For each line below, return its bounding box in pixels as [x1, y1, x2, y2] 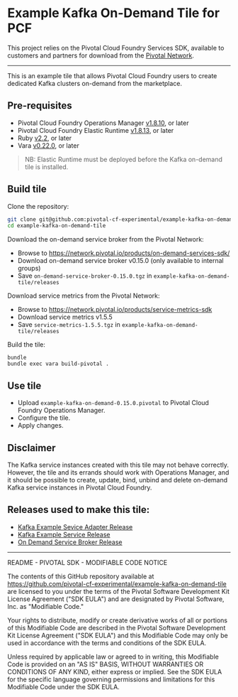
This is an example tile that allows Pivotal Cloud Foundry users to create [7, 71, 217, 80]
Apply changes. [17, 421, 64, 430]
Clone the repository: [7, 202, 69, 210]
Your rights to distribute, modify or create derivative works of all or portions [7, 616, 228, 625]
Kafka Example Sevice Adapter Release [17, 522, 133, 531]
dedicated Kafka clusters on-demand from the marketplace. [7, 79, 183, 87]
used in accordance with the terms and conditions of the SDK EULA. [7, 638, 207, 647]
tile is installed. [24, 162, 69, 171]
